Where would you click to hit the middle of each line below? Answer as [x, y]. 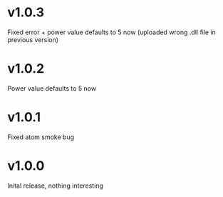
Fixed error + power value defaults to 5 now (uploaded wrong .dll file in [111, 32]
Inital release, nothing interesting [55, 186]
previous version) [33, 39]
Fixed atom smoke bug [41, 137]
